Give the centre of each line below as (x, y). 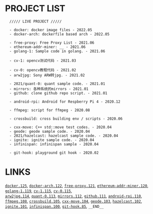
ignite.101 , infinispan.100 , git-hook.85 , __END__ (54, 206)
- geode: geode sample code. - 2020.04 (50, 131)
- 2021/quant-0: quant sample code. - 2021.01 (57, 84)
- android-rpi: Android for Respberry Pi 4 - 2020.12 (65, 102)
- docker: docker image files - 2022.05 (51, 30)
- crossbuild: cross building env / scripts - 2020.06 (66, 119)
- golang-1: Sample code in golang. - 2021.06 (57, 51)
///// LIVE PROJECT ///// (36, 21)
